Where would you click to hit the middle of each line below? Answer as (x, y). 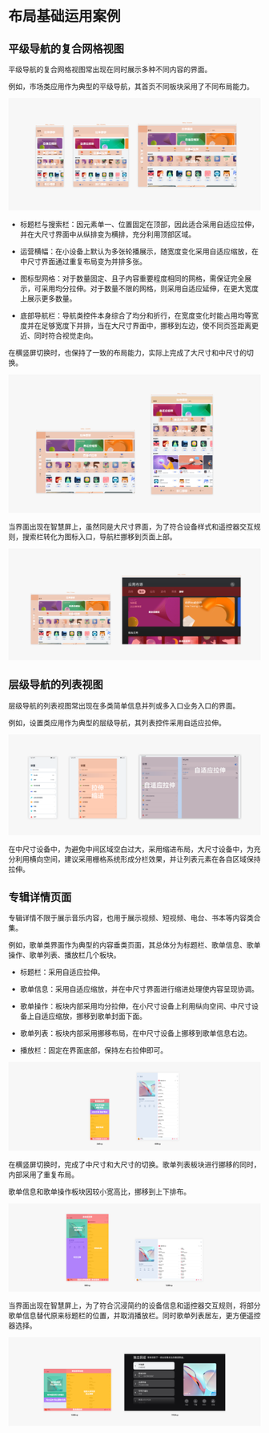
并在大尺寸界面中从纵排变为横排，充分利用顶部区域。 (108, 234)
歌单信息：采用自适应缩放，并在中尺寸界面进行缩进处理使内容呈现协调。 (139, 988)
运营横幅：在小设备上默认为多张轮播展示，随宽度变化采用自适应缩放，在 (139, 251)
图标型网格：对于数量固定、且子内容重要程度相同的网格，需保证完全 (132, 278)
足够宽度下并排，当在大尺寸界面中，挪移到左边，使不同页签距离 (147, 325)
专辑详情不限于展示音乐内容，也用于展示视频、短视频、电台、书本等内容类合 (134, 917)
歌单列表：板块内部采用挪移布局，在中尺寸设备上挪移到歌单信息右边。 (136, 1033)
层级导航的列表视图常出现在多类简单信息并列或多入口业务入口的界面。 (124, 705)
